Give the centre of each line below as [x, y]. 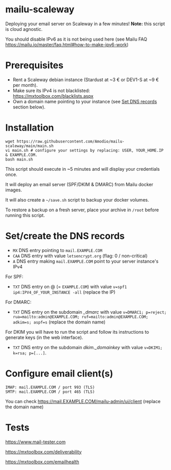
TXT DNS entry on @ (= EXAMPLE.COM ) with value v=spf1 [70, 286]
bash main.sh [19, 159]
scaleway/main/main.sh [29, 146]
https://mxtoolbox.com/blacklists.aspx [53, 96]
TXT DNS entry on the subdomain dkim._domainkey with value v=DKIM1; [88, 347]
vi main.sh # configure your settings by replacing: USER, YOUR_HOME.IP [84, 150]
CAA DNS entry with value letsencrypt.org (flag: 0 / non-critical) [80, 256]
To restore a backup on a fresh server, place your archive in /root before [82, 210]
